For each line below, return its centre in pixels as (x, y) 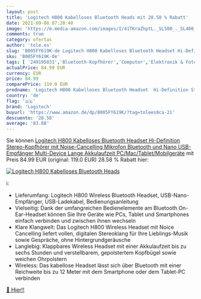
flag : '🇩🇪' (21, 101)
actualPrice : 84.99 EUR (36, 68)
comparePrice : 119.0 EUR (37, 85)
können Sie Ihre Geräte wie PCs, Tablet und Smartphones (118, 214)
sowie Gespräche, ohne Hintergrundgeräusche (73, 240)
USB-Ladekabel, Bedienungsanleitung (92, 202)
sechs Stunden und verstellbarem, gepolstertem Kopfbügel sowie (95, 253)
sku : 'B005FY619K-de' (33, 56)
